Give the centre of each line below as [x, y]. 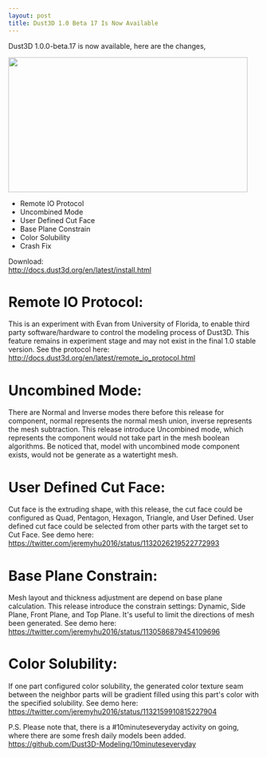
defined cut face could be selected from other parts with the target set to [128, 526]
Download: [26, 261]
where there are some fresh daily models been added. [97, 735]
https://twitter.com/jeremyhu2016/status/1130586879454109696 [114, 631]
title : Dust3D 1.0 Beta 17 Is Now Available [83, 23]
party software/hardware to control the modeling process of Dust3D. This [129, 333]
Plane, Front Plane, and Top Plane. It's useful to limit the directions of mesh [132, 615]
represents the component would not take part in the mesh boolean [119, 438]
